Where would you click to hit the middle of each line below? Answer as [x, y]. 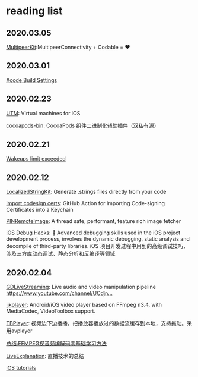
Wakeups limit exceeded [36, 159]
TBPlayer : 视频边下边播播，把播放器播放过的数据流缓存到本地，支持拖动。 [97, 323]
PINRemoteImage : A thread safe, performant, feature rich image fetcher [94, 221]
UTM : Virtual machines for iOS [43, 113]
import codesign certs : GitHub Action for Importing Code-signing [85, 203]
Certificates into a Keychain [40, 210]
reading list [35, 11]
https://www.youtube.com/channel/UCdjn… [59, 293]
